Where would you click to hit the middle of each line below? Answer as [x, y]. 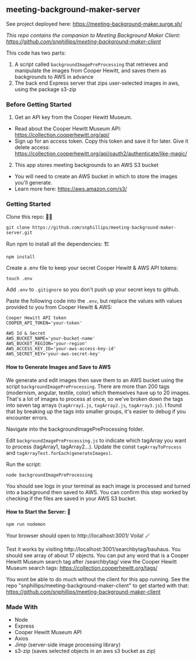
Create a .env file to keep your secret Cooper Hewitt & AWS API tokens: [92, 268]
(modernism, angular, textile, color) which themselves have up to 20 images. [98, 393]
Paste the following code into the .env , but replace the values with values [94, 301]
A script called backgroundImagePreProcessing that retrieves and [91, 64]
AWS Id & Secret [26, 334]
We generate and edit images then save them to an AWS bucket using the [95, 380]
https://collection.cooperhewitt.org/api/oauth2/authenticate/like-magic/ [101, 154]
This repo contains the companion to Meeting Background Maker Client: [93, 35]
